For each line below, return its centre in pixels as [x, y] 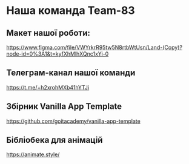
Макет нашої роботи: [48, 33]
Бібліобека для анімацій [55, 140]
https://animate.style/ [33, 154]
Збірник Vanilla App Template [64, 107]
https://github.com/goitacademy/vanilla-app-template [73, 121]
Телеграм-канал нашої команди [71, 73]
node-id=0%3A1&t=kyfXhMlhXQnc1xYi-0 [58, 54]
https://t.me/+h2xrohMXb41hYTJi [48, 87]
